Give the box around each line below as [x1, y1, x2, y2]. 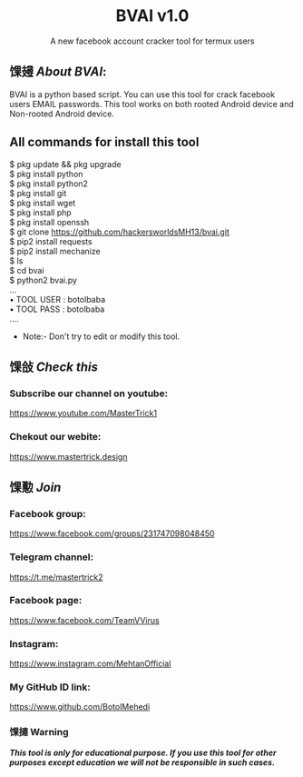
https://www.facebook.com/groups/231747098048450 [9, 528, 215, 539]
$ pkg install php [9, 206, 73, 218]
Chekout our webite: [9, 431, 102, 443]
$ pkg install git [9, 187, 67, 198]
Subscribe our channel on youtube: [9, 387, 169, 400]
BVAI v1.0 [115, 5, 190, 26]
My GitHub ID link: [9, 681, 91, 693]
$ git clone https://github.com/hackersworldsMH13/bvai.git [9, 226, 230, 237]
